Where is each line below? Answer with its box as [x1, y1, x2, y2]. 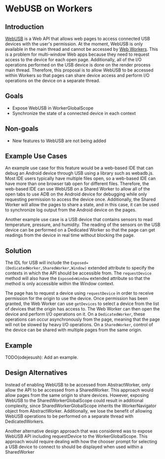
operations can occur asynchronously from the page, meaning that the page [5, 316, 160, 322]
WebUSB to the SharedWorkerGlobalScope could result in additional [5, 397, 144, 403]
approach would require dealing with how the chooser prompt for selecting [5, 438, 158, 444]
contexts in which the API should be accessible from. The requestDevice [5, 270, 152, 276]
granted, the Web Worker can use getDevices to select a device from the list [5, 301, 159, 306]
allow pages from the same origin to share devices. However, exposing [5, 392, 149, 398]
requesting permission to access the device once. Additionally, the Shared [5, 196, 156, 202]
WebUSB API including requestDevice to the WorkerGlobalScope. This [5, 433, 148, 439]
